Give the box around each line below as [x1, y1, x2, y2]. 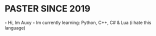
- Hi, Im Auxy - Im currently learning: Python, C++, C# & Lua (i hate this [4, 19, 151, 25]
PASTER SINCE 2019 [4, 3, 90, 14]
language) [4, 24, 25, 30]
